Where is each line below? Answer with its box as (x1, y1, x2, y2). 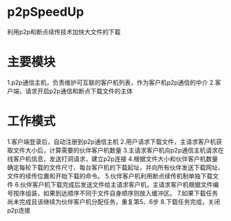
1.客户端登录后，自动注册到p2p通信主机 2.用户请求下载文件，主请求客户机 (7, 137, 217, 146)
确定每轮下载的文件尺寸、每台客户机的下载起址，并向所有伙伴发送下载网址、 (7, 163, 224, 172)
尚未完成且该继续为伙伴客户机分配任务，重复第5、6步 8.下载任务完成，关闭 (7, 197, 221, 206)
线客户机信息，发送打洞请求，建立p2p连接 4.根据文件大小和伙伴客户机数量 (7, 154, 219, 163)
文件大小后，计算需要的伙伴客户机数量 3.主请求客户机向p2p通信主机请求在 (12, 146, 224, 154)
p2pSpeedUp (7, 4, 85, 20)
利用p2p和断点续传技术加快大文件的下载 (7, 27, 121, 36)
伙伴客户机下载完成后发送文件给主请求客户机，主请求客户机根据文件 (20, 180, 213, 189)
